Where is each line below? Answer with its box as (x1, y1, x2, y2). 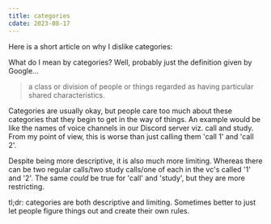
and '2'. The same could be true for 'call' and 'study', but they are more (8, 173, 245, 183)
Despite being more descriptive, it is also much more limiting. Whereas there (8, 155, 263, 166)
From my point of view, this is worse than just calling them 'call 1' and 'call (8, 131, 254, 142)
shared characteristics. (28, 90, 105, 99)
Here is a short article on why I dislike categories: (8, 41, 173, 51)
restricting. (8, 181, 44, 191)
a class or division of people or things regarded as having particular (28, 82, 254, 91)
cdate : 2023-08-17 (8, 19, 70, 27)
